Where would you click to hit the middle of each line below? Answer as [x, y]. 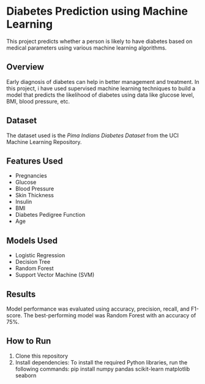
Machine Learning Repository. [44, 141]
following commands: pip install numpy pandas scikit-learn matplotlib [102, 369]
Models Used [32, 240]
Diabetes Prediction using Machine [97, 11]
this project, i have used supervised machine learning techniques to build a [101, 88]
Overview [25, 67]
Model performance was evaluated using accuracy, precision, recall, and [98, 309]
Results [21, 294]
